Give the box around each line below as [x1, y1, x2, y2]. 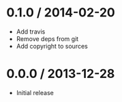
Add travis [16, 27, 46, 36]
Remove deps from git [16, 34, 79, 42]
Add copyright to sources [16, 42, 88, 50]
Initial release [16, 88, 54, 97]
